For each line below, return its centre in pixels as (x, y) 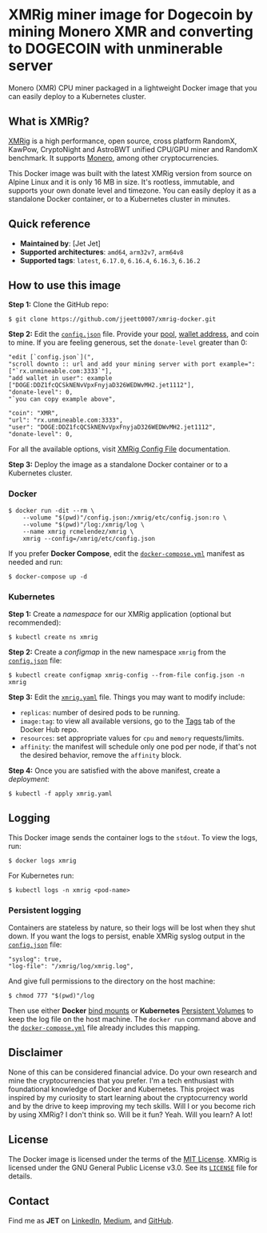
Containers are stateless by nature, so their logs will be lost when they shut (132, 928)
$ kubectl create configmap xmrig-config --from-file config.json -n (127, 675)
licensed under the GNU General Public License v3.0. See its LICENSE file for (133, 1167)
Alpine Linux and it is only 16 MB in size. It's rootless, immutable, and (122, 182)
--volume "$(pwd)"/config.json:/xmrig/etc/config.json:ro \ (125, 518)
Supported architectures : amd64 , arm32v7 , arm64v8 (102, 252)
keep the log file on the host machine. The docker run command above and (132, 1019)
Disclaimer (36, 1053)
